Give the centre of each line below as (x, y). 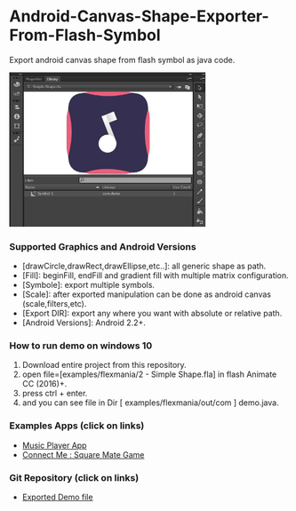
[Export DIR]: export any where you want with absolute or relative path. (152, 314)
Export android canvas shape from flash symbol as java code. (122, 60)
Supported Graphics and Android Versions (103, 246)
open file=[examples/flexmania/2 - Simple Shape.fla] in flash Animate (149, 374)
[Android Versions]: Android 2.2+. (84, 323)
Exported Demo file (57, 497)
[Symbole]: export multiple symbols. (88, 285)
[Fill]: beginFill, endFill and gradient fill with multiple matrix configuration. (155, 275)
